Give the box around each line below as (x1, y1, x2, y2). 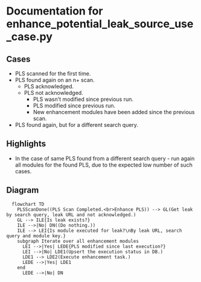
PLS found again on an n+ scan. (14, 77, 95, 83)
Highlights (6, 139, 46, 149)
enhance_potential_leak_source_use (6, 17, 194, 31)
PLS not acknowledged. (24, 89, 83, 96)
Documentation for (6, 4, 103, 18)
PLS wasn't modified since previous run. (33, 95, 134, 103)
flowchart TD (11, 201, 45, 207)
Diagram (6, 185, 39, 196)
